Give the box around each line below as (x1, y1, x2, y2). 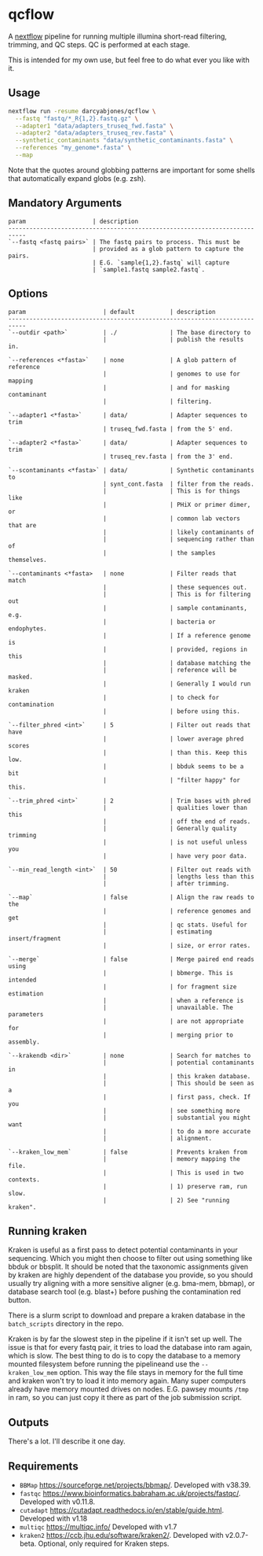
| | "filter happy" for (103, 776, 241, 784)
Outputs (8, 1415, 49, 1429)
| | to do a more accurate (103, 1127, 251, 1135)
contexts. (8, 1175, 41, 1184)
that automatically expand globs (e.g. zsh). (8, 173, 147, 183)
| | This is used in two (103, 1169, 244, 1177)
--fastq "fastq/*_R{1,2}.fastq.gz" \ (15, 114, 139, 123)
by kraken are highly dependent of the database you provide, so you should (8, 1270, 254, 1280)
